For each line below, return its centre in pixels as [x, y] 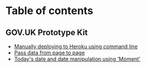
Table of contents [50, 11]
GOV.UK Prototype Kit [47, 33]
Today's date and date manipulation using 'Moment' [77, 59]
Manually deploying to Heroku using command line [76, 46]
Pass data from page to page [49, 53]
